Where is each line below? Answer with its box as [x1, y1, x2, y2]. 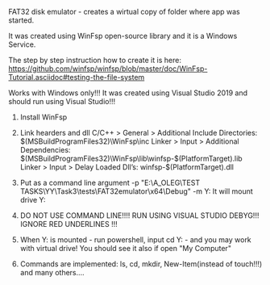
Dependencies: [19, 145, 71, 154]
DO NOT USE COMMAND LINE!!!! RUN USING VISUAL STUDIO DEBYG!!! [19, 211, 260, 220]
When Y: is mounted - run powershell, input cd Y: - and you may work [19, 235, 251, 245]
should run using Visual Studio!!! [8, 97, 116, 106]
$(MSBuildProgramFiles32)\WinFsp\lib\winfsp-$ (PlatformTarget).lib [19, 153, 243, 163]
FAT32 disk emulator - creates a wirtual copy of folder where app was [8, 7, 240, 16]
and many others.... [19, 268, 85, 277]
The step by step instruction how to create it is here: [8, 56, 181, 65]
